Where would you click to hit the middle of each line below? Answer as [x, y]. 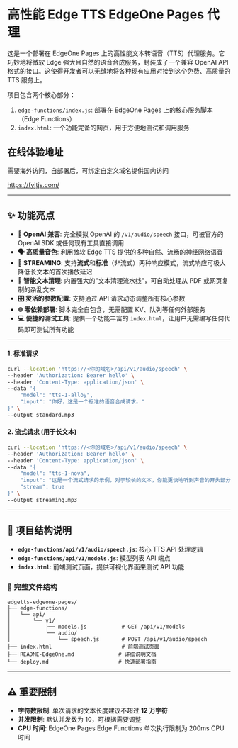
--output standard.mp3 [41, 415]
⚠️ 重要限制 [32, 692]
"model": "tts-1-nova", [55, 474]
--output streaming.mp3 [42, 500]
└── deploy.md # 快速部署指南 [82, 662]
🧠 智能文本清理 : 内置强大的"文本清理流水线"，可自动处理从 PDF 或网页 [120, 280]
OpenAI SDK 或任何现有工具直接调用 [71, 242]
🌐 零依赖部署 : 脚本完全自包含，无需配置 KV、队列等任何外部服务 [112, 309]
